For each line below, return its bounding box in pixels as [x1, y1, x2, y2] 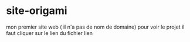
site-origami [6, 4, 67, 17]
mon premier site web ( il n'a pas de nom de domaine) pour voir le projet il [6, 23, 185, 30]
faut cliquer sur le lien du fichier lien [6, 29, 93, 36]
